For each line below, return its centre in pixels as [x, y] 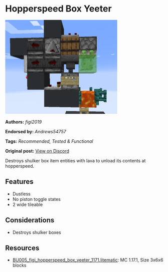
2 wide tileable [28, 204]
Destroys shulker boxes [37, 232]
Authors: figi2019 [24, 122]
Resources [22, 248]
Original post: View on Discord [37, 151]
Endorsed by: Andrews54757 [36, 131]
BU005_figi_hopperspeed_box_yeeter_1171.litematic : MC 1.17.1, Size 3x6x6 [88, 260]
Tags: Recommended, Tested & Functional [49, 141]
